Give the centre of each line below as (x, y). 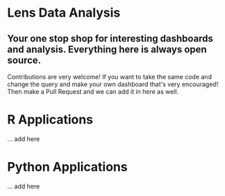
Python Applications (67, 167)
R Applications (50, 120)
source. (24, 60)
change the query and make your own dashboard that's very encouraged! (113, 84)
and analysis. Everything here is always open (107, 49)
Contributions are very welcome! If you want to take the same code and (109, 77)
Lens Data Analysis (64, 13)
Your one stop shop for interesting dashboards (110, 39)
